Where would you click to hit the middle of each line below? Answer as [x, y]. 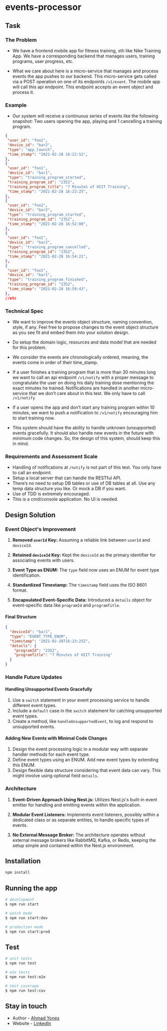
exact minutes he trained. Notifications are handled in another [76, 388]
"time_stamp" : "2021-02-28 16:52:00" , [48, 224]
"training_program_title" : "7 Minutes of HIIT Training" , [69, 187]
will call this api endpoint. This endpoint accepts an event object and [83, 87]
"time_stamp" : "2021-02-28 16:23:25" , [48, 191]
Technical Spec [24, 311]
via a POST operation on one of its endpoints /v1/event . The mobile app [86, 81]
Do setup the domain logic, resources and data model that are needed [84, 342]
